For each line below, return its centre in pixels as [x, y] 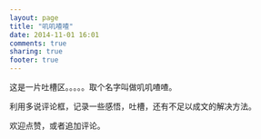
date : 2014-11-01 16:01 [55, 35]
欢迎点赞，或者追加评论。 [57, 125]
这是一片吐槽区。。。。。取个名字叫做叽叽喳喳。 [93, 87]
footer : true [34, 60]
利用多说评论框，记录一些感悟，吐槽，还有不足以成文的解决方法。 [133, 106]
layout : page [34, 18]
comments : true [38, 43]
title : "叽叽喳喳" [42, 26]
